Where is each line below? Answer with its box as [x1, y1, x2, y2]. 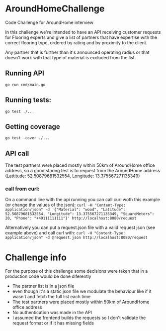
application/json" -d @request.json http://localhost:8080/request [5, 235, 148, 240]
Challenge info [5, 252, 67, 263]
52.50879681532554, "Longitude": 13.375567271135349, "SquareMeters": [5, 212, 155, 217]
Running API [5, 69, 45, 78]
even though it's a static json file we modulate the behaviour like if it [12, 288, 152, 294]
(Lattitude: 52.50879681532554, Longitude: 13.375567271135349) [5, 173, 140, 179]
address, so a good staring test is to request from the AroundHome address [5, 168, 161, 174]
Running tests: [5, 96, 52, 105]
